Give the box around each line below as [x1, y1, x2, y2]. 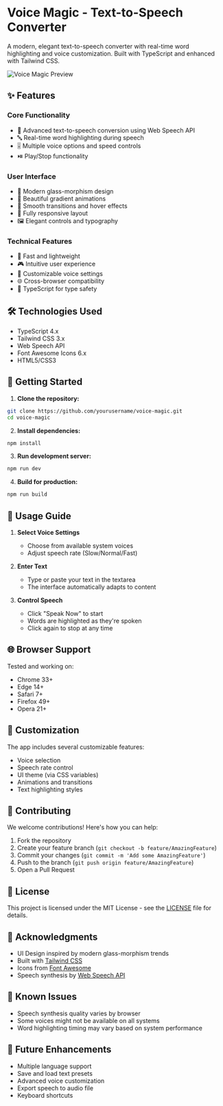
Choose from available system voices [27, 542, 134, 550]
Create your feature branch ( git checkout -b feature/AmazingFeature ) [16, 844, 218, 852]
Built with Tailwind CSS [16, 956, 82, 965]
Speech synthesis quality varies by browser [16, 1009, 141, 1017]
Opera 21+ [16, 704, 47, 713]
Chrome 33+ [16, 675, 54, 684]
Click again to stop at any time [27, 624, 113, 632]
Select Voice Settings [16, 529, 80, 537]
